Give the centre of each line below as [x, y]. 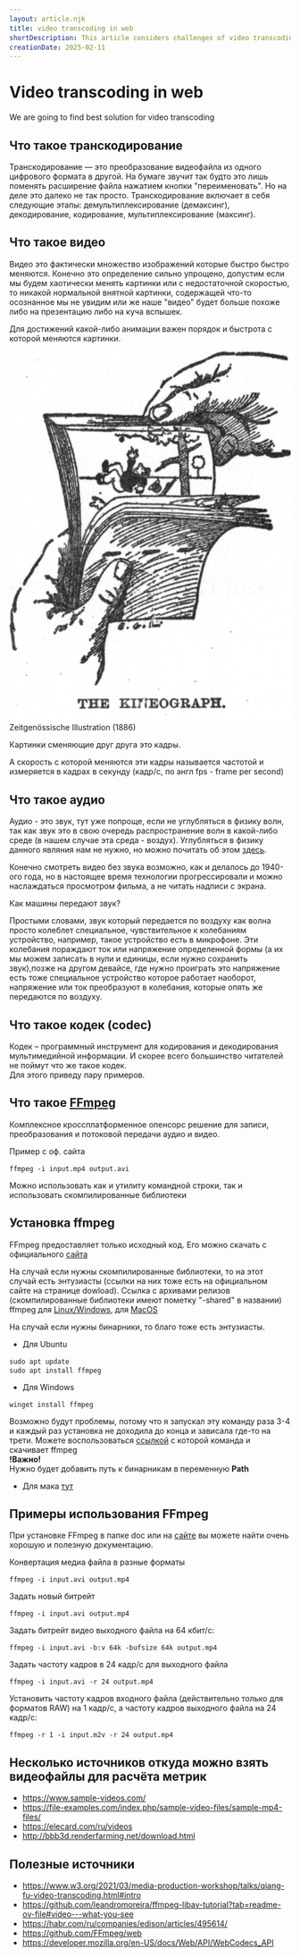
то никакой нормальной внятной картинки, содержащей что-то [130, 292]
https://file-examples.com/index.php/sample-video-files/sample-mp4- [152, 1808]
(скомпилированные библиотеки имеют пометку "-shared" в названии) [146, 1300]
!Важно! [25, 1459]
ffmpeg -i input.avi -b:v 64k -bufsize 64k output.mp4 [113, 1648]
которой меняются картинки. [65, 338]
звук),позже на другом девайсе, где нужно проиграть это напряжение [145, 968]
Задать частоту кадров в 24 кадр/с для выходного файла [119, 1665]
